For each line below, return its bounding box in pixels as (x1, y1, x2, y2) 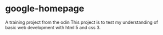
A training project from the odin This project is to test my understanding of (5, 19, 158, 25)
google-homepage (5, 3, 84, 14)
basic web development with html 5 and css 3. (5, 24, 101, 30)
